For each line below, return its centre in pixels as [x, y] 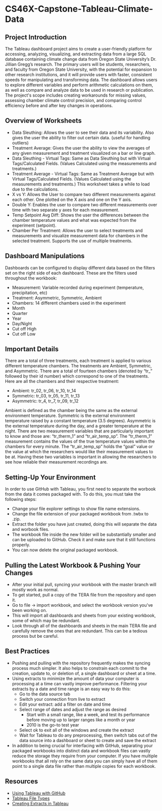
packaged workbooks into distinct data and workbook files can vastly [81, 750]
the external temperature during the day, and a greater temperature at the [78, 426]
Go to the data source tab [45, 694]
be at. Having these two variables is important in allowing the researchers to [81, 457]
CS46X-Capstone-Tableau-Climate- [79, 9]
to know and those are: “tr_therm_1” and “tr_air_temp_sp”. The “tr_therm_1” [79, 436]
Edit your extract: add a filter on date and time [65, 704]
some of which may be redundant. [46, 621]
